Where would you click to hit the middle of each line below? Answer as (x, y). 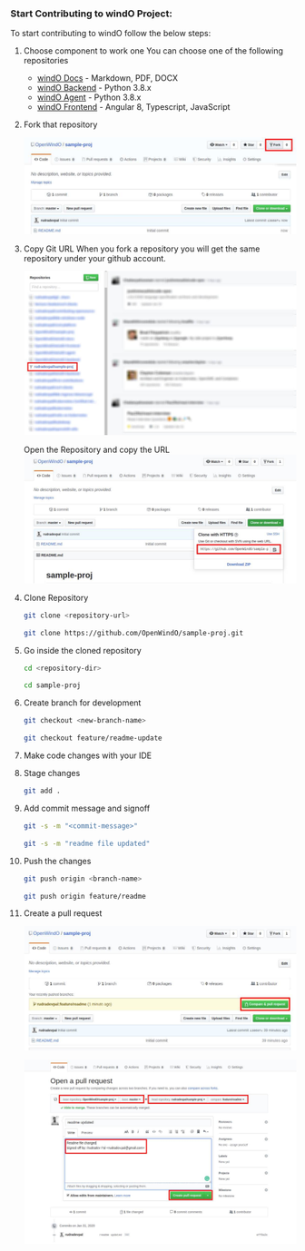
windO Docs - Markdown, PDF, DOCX (108, 78)
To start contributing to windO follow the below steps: (111, 34)
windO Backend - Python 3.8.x (94, 88)
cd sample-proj (52, 685)
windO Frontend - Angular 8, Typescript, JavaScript (133, 107)
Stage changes (52, 773)
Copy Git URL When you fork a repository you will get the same (142, 249)
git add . (42, 791)
